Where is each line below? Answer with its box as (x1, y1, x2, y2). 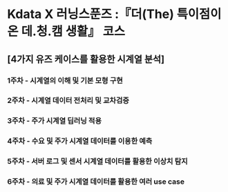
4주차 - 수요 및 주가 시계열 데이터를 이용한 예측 (7, 136, 153, 146)
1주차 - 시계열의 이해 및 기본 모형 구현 (7, 75, 123, 85)
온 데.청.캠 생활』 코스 (7, 23, 126, 39)
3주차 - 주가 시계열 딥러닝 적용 (7, 116, 102, 126)
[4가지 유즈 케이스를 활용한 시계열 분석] (7, 53, 165, 65)
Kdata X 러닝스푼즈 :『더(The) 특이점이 (7, 6, 222, 22)
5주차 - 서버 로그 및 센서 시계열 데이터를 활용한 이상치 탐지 (7, 157, 188, 166)
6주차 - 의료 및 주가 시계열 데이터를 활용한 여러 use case (7, 177, 185, 186)
